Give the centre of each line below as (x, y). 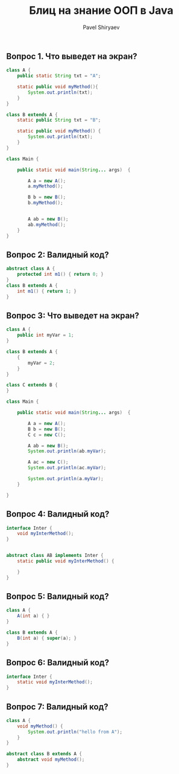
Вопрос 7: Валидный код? (57, 707)
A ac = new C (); (48, 462)
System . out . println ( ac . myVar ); (67, 468)
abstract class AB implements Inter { (55, 556)
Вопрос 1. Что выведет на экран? (72, 56)
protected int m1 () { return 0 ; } (60, 275)
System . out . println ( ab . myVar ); (67, 451)
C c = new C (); (47, 435)
